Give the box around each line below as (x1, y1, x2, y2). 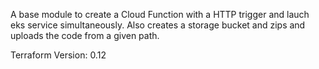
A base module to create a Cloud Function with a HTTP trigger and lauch (10, 9, 310, 20)
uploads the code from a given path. (10, 30, 160, 41)
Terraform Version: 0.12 (10, 49, 107, 61)
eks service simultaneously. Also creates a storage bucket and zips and (10, 19, 306, 31)
